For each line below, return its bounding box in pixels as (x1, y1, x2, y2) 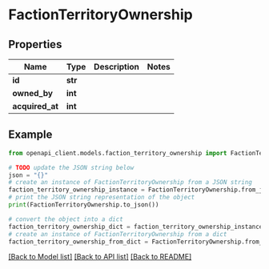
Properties (8, 38, 62, 51)
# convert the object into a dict (8, 215, 124, 223)
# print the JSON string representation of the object (8, 194, 195, 202)
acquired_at (12, 101, 58, 111)
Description (93, 62, 140, 72)
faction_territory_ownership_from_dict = (8, 238, 149, 246)
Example (8, 128, 53, 142)
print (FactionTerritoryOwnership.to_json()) (8, 201, 159, 209)
